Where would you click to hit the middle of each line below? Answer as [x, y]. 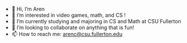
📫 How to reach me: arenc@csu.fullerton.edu [67, 34]
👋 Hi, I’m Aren [28, 9]
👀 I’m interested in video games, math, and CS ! [69, 15]
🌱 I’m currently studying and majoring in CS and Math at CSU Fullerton [96, 21]
